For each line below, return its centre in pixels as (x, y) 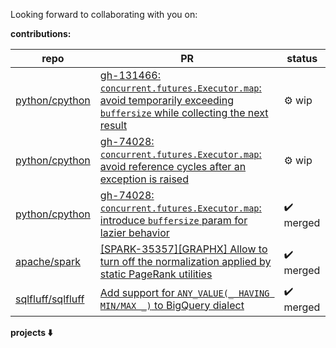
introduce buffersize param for (173, 220)
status (302, 58)
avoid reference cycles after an (173, 166)
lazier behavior (134, 232)
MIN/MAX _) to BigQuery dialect (172, 305)
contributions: (41, 33)
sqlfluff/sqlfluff (50, 299)
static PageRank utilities (156, 274)
